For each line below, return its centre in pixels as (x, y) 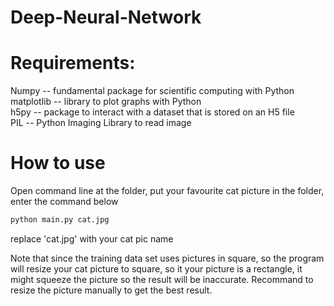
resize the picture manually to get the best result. (111, 290)
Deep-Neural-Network (106, 17)
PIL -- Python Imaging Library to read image (101, 123)
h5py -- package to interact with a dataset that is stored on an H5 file (152, 112)
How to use (58, 163)
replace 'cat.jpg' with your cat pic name (92, 238)
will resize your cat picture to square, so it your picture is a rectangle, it (156, 268)
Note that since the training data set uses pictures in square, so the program (167, 258)
